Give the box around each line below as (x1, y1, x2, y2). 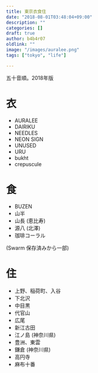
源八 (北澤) (14, 224, 41, 231)
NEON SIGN (14, 136, 44, 143)
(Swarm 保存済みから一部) (6, 244, 69, 251)
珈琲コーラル (14, 231, 45, 238)
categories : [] (6, 25, 43, 31)
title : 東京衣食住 (6, 8, 47, 15)
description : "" (6, 19, 45, 25)
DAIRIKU (14, 123, 36, 130)
